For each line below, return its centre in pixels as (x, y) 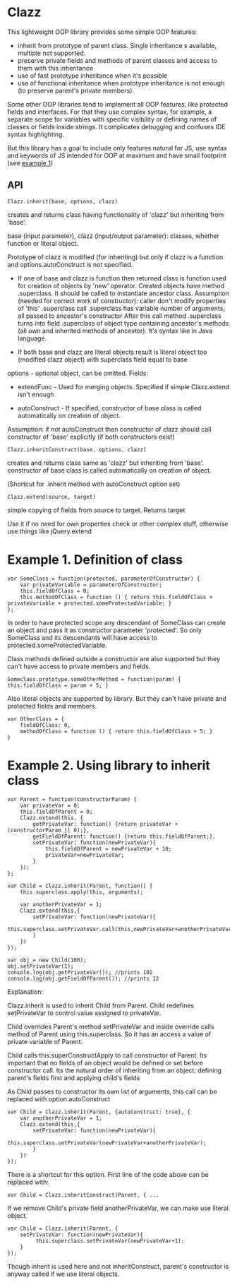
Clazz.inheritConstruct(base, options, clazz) (77, 449)
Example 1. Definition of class (95, 559)
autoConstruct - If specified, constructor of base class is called (109, 408)
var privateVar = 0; (50, 805)
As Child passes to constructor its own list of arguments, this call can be (112, 1091)
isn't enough (36, 394)
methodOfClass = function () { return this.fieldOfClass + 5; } (116, 731)
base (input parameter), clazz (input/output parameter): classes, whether (114, 236)
